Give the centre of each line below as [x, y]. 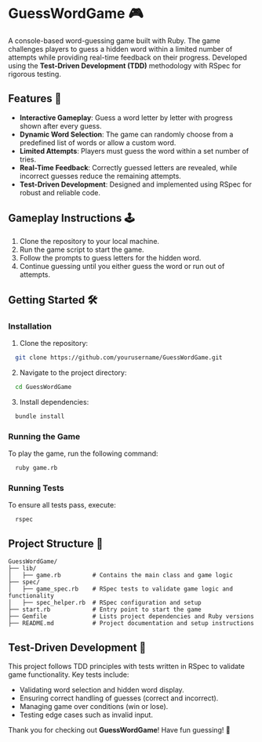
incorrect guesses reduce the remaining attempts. [100, 176]
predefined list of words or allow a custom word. [98, 142]
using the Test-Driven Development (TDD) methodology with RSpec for [125, 65]
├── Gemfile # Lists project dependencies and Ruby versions [131, 617]
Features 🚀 [35, 98]
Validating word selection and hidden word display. [102, 689]
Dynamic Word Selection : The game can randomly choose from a [126, 134]
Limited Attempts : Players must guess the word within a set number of [134, 151]
